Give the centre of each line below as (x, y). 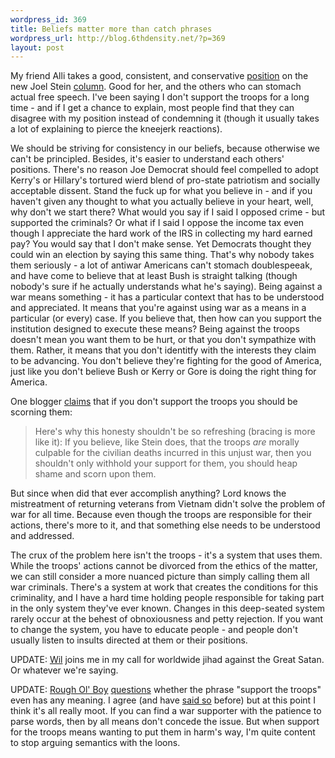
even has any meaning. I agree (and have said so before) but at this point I (163, 700)
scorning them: (41, 412)
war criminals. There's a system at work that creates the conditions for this (164, 587)
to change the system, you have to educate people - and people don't (154, 630)
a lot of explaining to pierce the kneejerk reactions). (116, 129)
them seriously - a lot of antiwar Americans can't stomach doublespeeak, (161, 265)
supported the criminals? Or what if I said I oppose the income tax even (157, 223)
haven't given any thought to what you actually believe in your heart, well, (162, 202)
